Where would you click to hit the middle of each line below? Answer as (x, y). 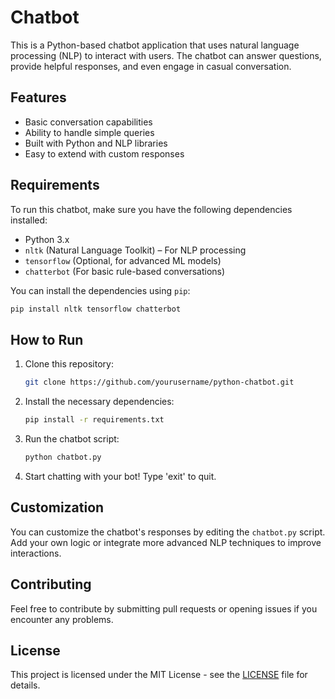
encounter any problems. (62, 619)
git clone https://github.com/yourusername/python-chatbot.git (159, 382)
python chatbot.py (63, 457)
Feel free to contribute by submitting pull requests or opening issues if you (164, 608)
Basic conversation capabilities (88, 122)
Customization (57, 507)
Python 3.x (47, 239)
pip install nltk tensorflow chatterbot (96, 309)
